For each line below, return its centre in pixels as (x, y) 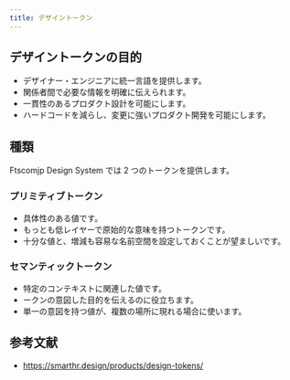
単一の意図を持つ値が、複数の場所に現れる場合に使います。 (134, 311)
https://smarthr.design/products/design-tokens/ (113, 365)
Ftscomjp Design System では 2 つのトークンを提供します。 (122, 171)
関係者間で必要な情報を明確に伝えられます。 (107, 92)
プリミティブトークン (56, 196)
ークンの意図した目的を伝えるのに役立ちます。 (110, 300)
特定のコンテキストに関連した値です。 (94, 288)
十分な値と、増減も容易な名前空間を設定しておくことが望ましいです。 (154, 241)
